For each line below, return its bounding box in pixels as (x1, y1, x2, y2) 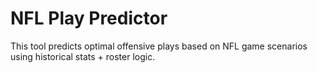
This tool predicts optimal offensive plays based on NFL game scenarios (10, 40, 308, 52)
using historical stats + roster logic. (10, 50, 156, 62)
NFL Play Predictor (10, 7, 168, 30)
